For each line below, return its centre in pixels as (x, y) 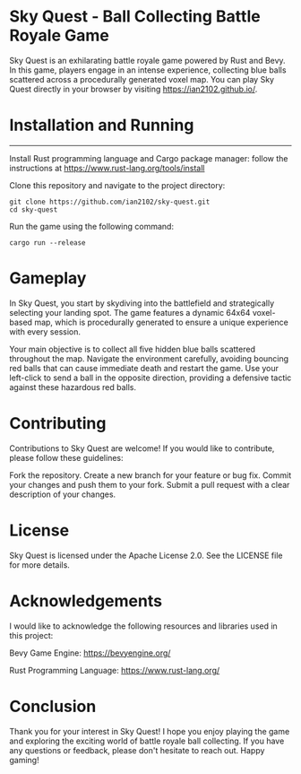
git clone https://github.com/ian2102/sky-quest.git (110, 202)
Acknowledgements (86, 600)
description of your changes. (63, 494)
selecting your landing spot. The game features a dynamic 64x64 (130, 312)
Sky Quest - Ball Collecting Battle (135, 17)
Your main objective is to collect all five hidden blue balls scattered (132, 349)
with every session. (45, 331)
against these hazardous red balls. (73, 387)
